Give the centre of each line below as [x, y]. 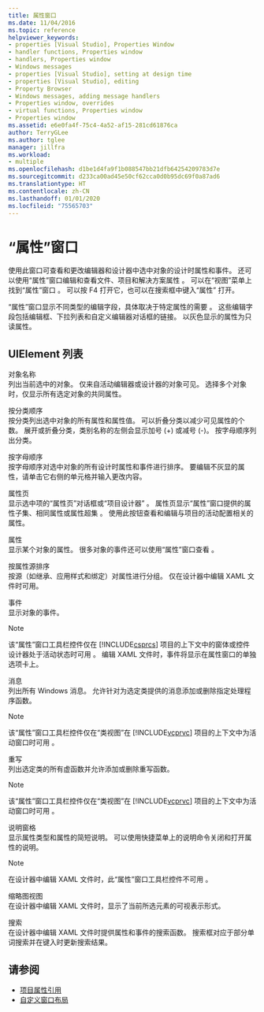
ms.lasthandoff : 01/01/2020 [54, 198]
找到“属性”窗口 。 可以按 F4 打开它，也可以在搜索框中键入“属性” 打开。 [123, 290]
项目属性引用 [40, 990]
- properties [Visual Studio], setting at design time [100, 74]
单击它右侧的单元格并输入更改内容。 [87, 476]
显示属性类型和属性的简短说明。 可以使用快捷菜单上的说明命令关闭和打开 [126, 838]
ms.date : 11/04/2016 [42, 23]
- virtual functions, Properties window [76, 111]
